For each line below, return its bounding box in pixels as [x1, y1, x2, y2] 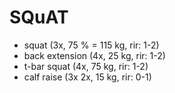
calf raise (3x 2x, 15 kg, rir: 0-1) [23, 71, 152, 83]
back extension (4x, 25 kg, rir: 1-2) [23, 49, 166, 61]
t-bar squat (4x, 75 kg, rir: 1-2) [23, 60, 149, 72]
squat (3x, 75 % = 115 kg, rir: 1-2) [23, 39, 160, 51]
